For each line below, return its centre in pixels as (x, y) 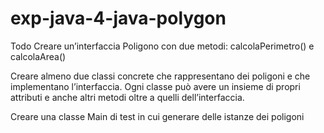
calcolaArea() (38, 56)
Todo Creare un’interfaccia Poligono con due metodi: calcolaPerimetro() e (162, 46)
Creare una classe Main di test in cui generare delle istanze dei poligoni (157, 116)
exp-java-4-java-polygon (118, 18)
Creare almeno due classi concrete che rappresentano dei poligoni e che (160, 76)
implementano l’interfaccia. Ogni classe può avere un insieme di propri (155, 86)
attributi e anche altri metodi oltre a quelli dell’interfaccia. (127, 97)
